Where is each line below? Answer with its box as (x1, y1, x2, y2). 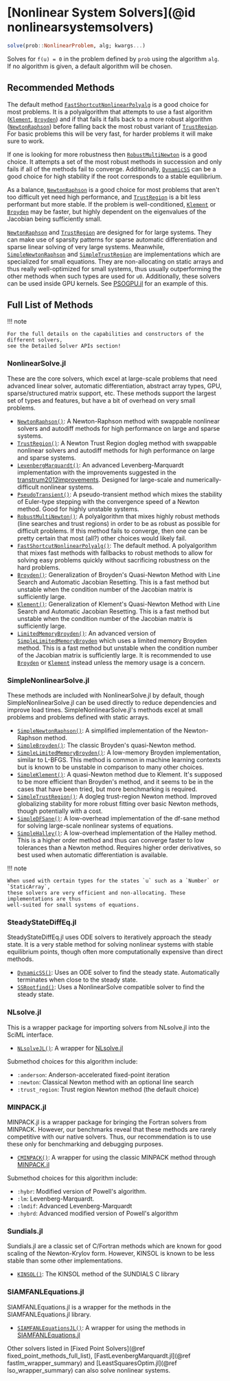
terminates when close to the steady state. (16, 976, 138, 984)
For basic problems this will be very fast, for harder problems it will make (7, 129, 213, 138)
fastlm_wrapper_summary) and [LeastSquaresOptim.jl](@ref (7, 1358, 177, 1367)
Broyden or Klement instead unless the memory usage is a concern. (16, 658, 206, 666)
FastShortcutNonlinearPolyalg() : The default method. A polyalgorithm (16, 541, 218, 549)
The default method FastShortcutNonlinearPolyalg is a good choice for (7, 100, 209, 108)
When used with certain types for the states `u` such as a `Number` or (7, 878, 220, 885)
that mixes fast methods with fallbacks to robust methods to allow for (16, 549, 213, 557)
